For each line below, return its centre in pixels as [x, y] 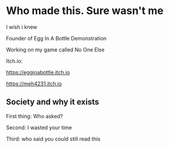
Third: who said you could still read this [53, 139]
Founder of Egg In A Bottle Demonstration [56, 38]
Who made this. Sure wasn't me [85, 11]
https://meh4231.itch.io [34, 84]
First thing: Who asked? [35, 116]
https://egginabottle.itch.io [38, 72]
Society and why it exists [53, 102]
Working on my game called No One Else [55, 49]
